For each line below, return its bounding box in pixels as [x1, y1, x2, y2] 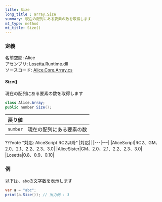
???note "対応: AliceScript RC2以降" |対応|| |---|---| [5, 140, 110, 146]
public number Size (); [5, 104, 52, 110]
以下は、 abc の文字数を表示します [5, 178, 73, 184]
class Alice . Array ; [5, 100, 45, 105]
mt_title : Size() [5, 26, 41, 31]
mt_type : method [5, 21, 39, 26]
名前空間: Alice [5, 55, 36, 61]
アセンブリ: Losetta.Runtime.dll [5, 61, 68, 67]
